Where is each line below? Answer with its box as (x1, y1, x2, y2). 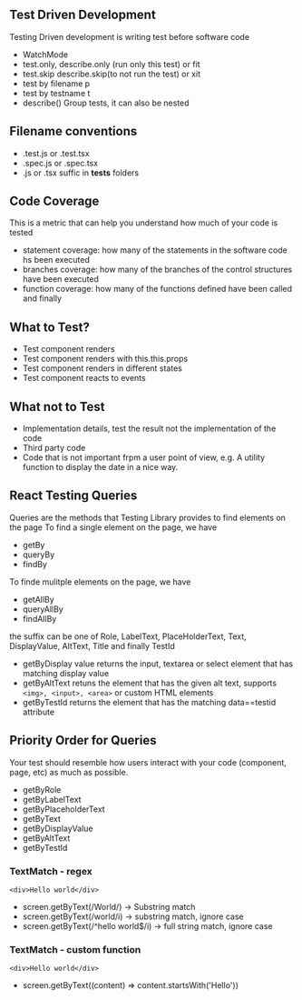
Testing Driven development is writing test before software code (9, 31, 250, 42)
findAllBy (22, 613, 57, 624)
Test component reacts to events (22, 373, 147, 384)
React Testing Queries (9, 488, 138, 504)
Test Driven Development (9, 7, 156, 23)
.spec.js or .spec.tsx (22, 157, 98, 168)
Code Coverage (9, 194, 100, 209)
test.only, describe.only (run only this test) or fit (22, 58, 201, 69)
